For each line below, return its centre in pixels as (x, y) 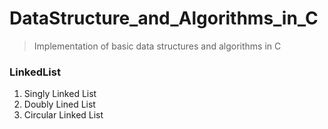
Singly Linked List (60, 94)
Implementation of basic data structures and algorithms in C (157, 46)
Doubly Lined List (59, 104)
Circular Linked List (63, 115)
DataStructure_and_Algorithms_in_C (164, 18)
